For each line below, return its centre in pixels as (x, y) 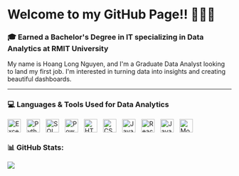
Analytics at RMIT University (58, 49)
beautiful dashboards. (39, 79)
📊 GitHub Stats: (36, 147)
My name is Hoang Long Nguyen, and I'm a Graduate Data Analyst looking (116, 64)
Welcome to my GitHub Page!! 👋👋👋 (111, 15)
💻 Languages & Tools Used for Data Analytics (88, 104)
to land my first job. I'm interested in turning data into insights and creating (117, 72)
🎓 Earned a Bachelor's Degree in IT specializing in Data (106, 37)
